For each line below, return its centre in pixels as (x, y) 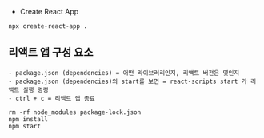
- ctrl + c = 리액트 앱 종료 (52, 98)
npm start (25, 126)
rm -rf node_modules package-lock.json (75, 112)
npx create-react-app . (48, 26)
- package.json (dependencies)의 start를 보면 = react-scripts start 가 (128, 81)
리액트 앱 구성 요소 (51, 52)
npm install (28, 119)
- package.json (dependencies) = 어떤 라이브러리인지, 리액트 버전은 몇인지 (124, 73)
